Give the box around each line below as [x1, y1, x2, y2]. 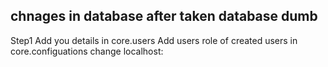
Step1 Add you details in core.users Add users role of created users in [10, 34, 298, 46]
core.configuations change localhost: [10, 45, 164, 57]
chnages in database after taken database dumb [10, 8, 318, 25]
